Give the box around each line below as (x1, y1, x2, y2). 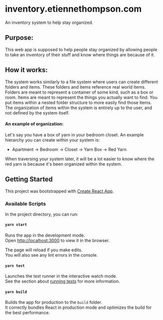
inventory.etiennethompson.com (5, 3, 142, 15)
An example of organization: (5, 121, 64, 127)
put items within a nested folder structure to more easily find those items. (5, 99, 152, 105)
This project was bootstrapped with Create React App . (5, 188, 114, 194)
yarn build (5, 289, 27, 294)
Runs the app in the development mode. (5, 232, 85, 238)
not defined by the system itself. (5, 110, 70, 115)
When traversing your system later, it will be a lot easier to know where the (5, 156, 155, 162)
